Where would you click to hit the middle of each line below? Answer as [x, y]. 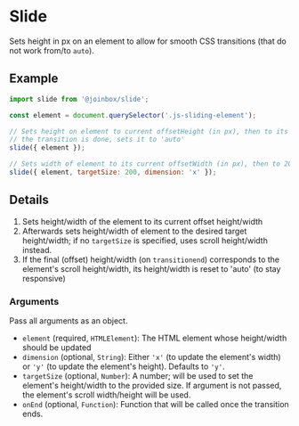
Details [29, 200]
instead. [37, 250]
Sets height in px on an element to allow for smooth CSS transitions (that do [148, 41]
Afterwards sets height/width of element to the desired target [134, 231]
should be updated [57, 347]
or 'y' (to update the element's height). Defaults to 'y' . [123, 366]
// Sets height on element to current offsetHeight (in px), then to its [149, 131]
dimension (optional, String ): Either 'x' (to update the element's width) [152, 356]
